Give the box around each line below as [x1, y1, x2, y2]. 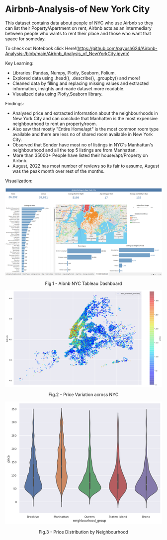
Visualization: [5, 178, 33, 184]
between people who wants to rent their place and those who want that [5, 30, 152, 36]
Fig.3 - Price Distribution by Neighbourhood [39, 529, 128, 535]
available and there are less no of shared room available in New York [12, 131, 153, 137]
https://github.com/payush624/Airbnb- [78, 45, 158, 51]
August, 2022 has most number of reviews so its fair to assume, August [12, 163, 160, 169]
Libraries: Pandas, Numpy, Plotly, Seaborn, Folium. [12, 69, 116, 75]
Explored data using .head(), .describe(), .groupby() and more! [12, 75, 140, 81]
